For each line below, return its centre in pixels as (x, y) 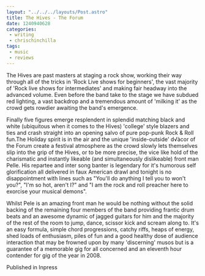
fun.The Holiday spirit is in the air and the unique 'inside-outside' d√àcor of (101, 139)
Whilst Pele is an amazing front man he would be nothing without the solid (100, 203)
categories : (21, 29)
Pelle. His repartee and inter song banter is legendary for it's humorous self (101, 165)
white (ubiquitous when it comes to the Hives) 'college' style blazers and (98, 126)
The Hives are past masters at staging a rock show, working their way (94, 75)
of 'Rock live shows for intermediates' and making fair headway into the (97, 88)
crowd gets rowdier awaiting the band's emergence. (72, 107)
